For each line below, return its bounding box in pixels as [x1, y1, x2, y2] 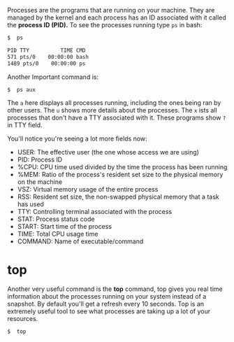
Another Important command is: [7, 73, 99, 81]
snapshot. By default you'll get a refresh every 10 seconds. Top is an [7, 300, 205, 308]
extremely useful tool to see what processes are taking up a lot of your [7, 307, 211, 315]
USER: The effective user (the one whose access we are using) [17, 148, 199, 157]
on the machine [17, 178, 63, 186]
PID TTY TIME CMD [7, 47, 86, 54]
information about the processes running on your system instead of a [7, 292, 207, 301]
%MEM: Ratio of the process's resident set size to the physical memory [17, 171, 224, 179]
